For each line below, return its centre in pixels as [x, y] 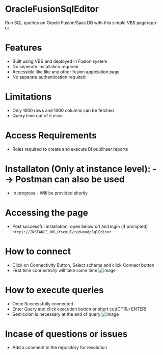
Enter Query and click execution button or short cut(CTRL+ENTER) [79, 309]
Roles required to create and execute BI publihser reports [70, 149]
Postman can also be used [70, 179]
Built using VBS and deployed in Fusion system [60, 61]
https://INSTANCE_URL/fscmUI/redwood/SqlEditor [62, 232]
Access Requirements [51, 136]
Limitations [28, 97]
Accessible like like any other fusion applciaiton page [66, 72]
